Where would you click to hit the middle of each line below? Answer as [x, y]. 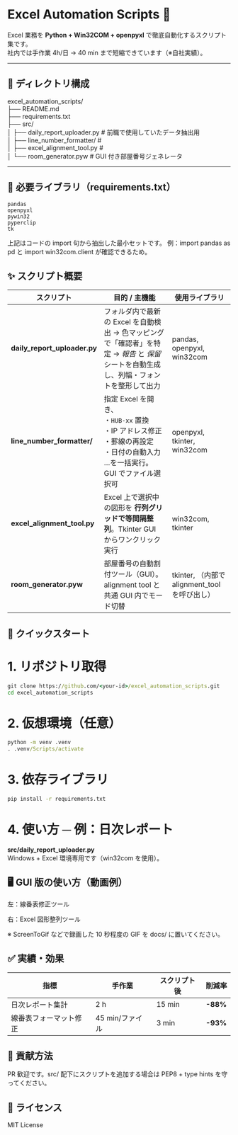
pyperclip [22, 222]
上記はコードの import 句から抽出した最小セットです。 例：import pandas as [119, 243]
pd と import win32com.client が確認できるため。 [79, 251]
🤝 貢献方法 [30, 1055]
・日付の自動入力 [132, 452]
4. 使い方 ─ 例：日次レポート [90, 829]
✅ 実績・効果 [36, 959]
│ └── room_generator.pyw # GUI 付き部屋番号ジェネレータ [95, 156]
